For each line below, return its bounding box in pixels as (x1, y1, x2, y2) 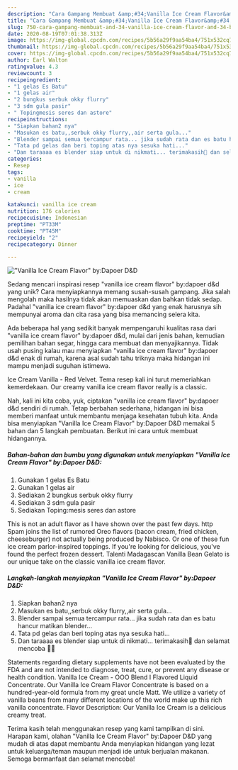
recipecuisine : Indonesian (7, 214, 87, 222)
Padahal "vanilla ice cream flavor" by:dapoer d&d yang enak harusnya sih (7, 303, 222, 311)
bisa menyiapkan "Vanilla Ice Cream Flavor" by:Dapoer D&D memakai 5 (7, 419, 215, 428)
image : (7, 37, 27, 44)
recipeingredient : (7, 76, 62, 84)
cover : (7, 50, 27, 57)
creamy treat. (7, 710, 47, 720)
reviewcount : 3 (7, 69, 52, 77)
